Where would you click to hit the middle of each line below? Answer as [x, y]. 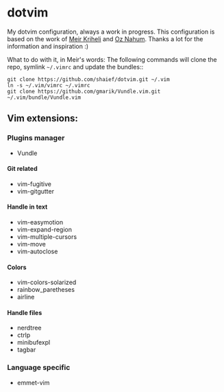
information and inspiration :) [48, 46]
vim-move [31, 244]
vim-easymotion [40, 222]
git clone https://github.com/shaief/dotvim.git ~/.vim [88, 79]
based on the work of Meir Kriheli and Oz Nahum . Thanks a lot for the [105, 38]
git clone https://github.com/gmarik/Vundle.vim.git [84, 91]
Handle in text [27, 207]
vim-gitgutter [36, 191]
